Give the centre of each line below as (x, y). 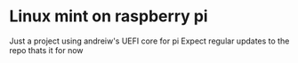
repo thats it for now (46, 50)
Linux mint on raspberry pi (109, 16)
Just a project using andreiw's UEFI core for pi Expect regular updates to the (149, 41)
